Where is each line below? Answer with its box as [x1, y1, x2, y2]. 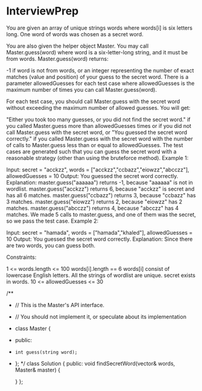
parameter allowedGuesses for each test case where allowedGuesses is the [6, 80, 195, 87]
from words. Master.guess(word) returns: [6, 55, 109, 62]
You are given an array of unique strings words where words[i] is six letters [6, 24, 193, 31]
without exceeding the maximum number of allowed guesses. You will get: [6, 104, 191, 111]
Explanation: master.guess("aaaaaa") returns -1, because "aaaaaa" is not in [6, 179, 193, 186]
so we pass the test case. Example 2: [6, 217, 99, 224]
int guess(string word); [14, 349, 78, 355]
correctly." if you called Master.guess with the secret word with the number [6, 135, 193, 142]
